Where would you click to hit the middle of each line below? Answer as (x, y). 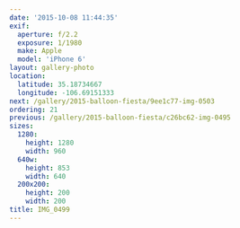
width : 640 (46, 176)
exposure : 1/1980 (50, 43)
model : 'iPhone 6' (52, 59)
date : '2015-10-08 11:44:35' (64, 18)
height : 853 (48, 168)
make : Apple (40, 51)
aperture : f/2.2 (48, 34)
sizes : (22, 127)
